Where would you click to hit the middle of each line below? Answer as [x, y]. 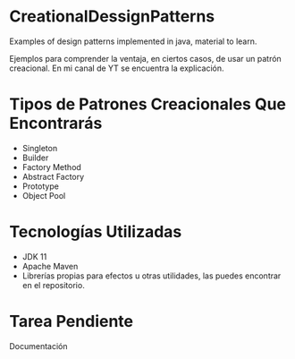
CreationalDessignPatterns [112, 17]
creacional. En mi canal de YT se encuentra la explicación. [117, 68]
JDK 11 [34, 256]
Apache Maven [50, 266]
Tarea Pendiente [72, 321]
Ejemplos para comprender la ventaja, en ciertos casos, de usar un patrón [145, 58]
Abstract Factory [53, 176]
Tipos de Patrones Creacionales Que [147, 104]
